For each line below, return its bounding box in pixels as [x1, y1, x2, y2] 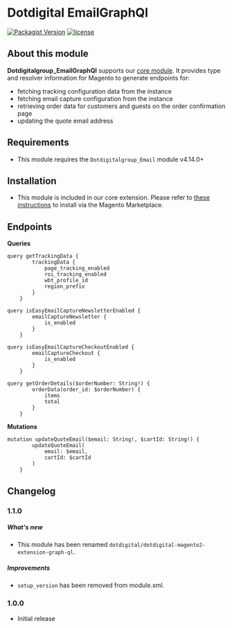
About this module [7, 48, 89, 60]
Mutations [7, 423, 38, 431]
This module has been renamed [17, 541, 108, 549]
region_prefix [44, 283, 85, 290]
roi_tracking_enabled [44, 271, 107, 278]
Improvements [7, 564, 51, 573]
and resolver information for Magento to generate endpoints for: [7, 73, 190, 82]
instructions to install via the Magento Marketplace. [17, 201, 164, 209]
